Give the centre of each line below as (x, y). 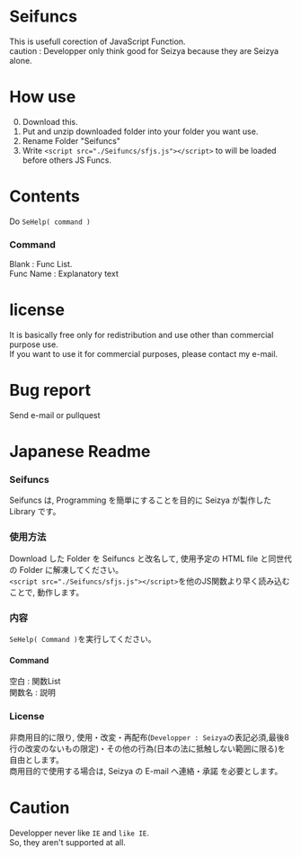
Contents (45, 196)
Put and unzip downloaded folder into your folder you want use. (140, 131)
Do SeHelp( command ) (50, 221)
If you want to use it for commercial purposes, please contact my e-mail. (144, 354)
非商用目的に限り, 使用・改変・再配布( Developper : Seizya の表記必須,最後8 (149, 737)
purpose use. (34, 344)
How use (43, 97)
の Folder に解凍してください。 (66, 569)
